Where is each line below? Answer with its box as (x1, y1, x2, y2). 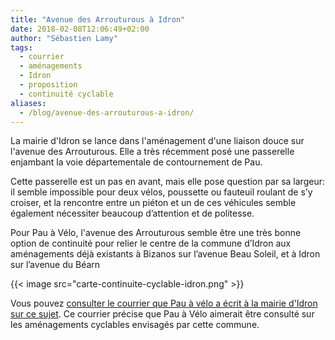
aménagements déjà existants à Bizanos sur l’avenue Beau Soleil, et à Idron (10, 248, 321, 260)
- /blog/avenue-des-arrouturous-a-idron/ (19, 107, 195, 118)
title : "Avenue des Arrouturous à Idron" (10, 14, 186, 25)
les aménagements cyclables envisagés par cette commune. (10, 319, 260, 331)
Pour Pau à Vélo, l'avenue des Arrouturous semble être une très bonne (10, 227, 302, 239)
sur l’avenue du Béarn (10, 259, 101, 271)
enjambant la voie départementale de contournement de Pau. (10, 156, 263, 168)
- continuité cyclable (19, 89, 114, 99)
